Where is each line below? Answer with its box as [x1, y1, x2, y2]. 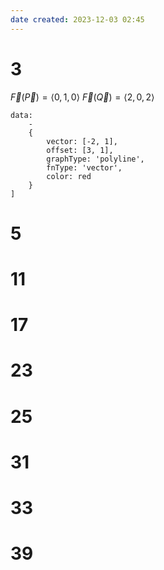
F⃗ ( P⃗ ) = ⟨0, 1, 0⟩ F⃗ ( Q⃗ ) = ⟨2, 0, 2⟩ [10, 91, 155, 103]
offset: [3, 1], [46, 145, 114, 155]
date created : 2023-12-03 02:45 [10, 14, 145, 25]
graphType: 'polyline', [46, 154, 145, 164]
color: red [46, 171, 92, 181]
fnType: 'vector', [46, 162, 123, 173]
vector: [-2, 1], [46, 136, 118, 146]
